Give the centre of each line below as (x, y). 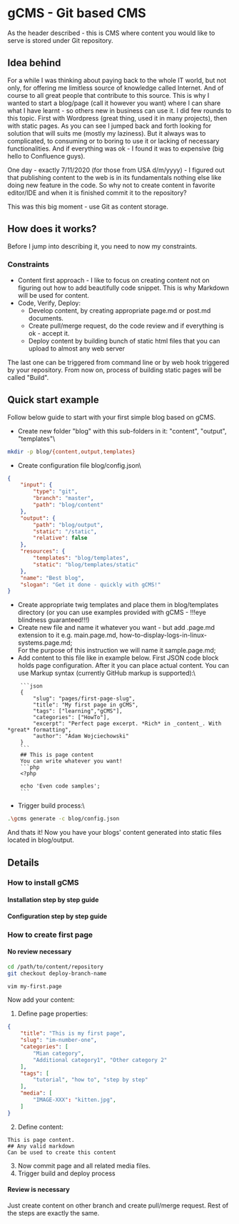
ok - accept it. (49, 333)
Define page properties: (53, 1014)
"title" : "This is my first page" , (73, 1033)
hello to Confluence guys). (46, 156)
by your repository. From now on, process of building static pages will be (115, 370)
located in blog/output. (41, 840)
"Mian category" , (59, 1053)
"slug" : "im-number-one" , (59, 1040)
